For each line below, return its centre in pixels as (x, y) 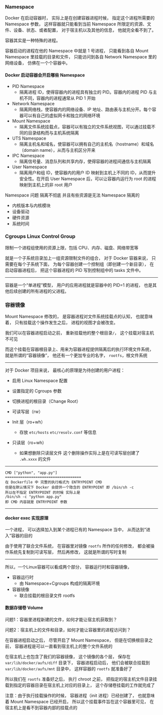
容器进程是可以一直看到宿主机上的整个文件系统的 (63, 646)
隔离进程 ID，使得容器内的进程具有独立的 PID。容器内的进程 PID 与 (86, 92)
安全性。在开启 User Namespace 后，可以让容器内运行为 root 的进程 (88, 179)
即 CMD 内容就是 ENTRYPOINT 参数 (36, 502)
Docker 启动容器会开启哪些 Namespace (45, 75)
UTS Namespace (29, 138)
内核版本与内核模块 (31, 205)
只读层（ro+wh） (29, 443)
